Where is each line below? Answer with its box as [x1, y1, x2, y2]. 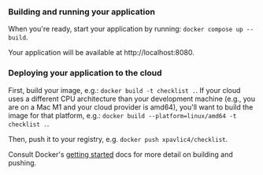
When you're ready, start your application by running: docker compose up [8, 24, 243, 34]
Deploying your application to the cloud [8, 68, 162, 79]
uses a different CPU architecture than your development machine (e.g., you [8, 94, 256, 103]
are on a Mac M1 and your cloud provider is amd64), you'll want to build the [8, 102, 254, 112]
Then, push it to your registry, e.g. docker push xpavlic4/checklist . [8, 134, 228, 143]
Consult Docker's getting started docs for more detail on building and [8, 149, 234, 159]
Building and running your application [8, 6, 156, 17]
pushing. [8, 158, 37, 167]
